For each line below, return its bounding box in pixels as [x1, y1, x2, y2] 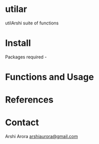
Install [5, 37, 31, 49]
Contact [5, 117, 39, 128]
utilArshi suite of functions [5, 20, 59, 26]
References [5, 94, 53, 106]
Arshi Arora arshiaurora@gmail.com [5, 134, 78, 140]
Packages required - [5, 54, 47, 60]
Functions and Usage [5, 71, 94, 83]
